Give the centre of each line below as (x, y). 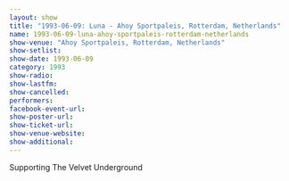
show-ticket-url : (41, 126)
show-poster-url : (41, 117)
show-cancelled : (39, 92)
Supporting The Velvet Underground (76, 167)
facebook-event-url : (48, 109)
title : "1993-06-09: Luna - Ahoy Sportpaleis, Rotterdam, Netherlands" (145, 26)
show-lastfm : (33, 84)
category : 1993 (37, 68)
